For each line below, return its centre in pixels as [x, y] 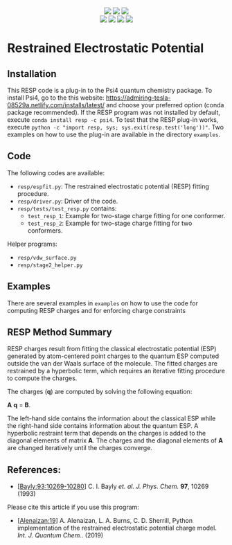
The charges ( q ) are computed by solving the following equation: [100, 392]
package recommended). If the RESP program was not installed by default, [114, 112]
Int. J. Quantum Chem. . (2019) [60, 535]
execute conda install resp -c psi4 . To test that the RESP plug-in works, [113, 120]
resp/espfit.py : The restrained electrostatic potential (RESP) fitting [113, 186]
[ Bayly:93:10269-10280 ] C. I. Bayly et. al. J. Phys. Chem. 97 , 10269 [113, 486]
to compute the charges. [42, 378]
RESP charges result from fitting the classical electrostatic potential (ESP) [112, 349]
